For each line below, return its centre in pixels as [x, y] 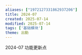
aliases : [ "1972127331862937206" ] [42, 10]
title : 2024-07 [21, 14]
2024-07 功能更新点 [26, 47]
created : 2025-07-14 [27, 19]
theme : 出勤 [17, 33]
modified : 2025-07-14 [28, 24]
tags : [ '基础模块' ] [24, 28]
